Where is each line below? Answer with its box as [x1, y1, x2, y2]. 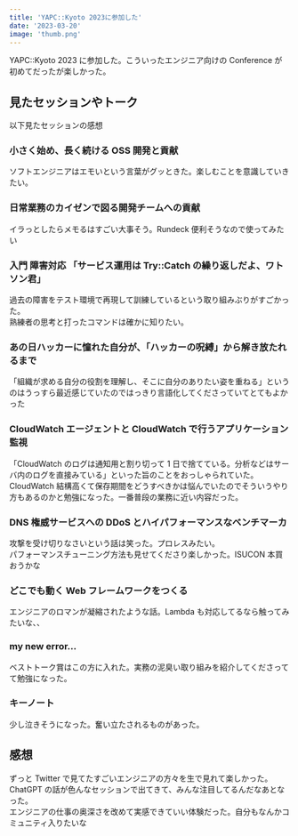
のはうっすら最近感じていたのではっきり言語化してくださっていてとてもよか [9, 388, 288, 398]
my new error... [9, 640, 77, 653]
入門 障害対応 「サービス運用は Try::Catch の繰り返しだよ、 [9, 259, 266, 271]
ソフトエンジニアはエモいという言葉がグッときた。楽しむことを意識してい [9, 166, 282, 177]
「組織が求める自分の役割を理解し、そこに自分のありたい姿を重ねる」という [9, 376, 290, 387]
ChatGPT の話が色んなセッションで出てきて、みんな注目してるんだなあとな [9, 784, 286, 794]
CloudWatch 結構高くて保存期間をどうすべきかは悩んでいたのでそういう [9, 480, 273, 491]
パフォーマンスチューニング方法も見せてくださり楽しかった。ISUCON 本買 [9, 549, 283, 559]
